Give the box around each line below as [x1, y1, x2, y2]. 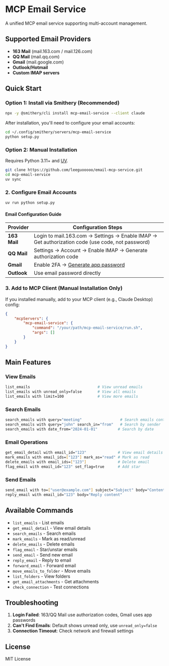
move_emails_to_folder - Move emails [12, 568, 91, 574]
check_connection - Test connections [12, 584, 89, 590]
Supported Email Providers [5, 35, 92, 43]
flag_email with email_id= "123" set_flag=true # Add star [5, 464, 141, 469]
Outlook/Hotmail [12, 64, 48, 70]
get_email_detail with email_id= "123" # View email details [5, 450, 163, 455]
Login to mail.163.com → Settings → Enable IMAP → [34, 232, 157, 239]
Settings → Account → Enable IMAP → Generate [34, 247, 148, 254]
